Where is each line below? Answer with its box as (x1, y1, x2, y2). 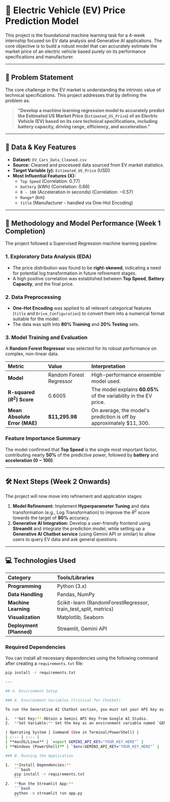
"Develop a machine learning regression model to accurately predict (17, 107, 165, 113)
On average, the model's (91, 407, 150, 414)
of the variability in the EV (91, 392, 153, 399)
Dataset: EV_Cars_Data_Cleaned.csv (12, 156, 87, 162)
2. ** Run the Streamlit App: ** (5, 781, 73, 786)
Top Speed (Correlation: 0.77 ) (20, 178, 80, 184)
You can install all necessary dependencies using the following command (5, 655, 158, 661)
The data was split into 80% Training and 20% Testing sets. (12, 321, 140, 327)
